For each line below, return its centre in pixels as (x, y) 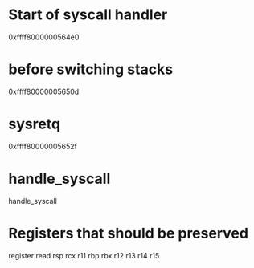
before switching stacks (91, 69)
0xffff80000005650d (44, 91)
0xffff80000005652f (43, 146)
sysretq (35, 124)
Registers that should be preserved (129, 233)
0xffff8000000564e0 (44, 37)
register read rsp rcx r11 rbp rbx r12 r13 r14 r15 (84, 255)
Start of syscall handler (88, 15)
